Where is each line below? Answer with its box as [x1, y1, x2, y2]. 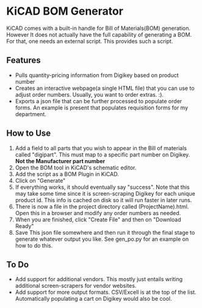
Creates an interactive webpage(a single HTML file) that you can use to [15, 84, 195, 92]
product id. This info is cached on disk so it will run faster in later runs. [15, 196, 192, 204]
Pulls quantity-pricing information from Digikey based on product [15, 71, 179, 79]
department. [15, 110, 47, 117]
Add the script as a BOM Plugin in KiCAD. [15, 170, 119, 178]
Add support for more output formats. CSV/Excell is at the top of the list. [15, 288, 197, 296]
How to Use [6, 128, 51, 139]
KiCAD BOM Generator [6, 4, 124, 18]
